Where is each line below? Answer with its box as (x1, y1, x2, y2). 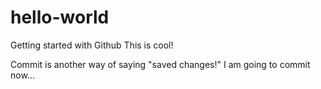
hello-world (10, 6, 110, 29)
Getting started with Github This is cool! (10, 39, 174, 51)
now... (10, 69, 35, 81)
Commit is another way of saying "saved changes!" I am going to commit (10, 58, 311, 70)
